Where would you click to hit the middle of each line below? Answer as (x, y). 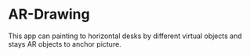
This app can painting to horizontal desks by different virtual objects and (125, 36)
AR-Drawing (49, 14)
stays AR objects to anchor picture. (65, 44)
